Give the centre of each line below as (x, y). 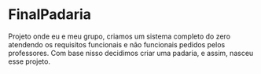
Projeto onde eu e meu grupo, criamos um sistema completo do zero (119, 36)
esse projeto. (29, 61)
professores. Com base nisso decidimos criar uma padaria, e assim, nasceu (131, 53)
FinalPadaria (50, 15)
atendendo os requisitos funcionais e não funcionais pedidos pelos (117, 44)
